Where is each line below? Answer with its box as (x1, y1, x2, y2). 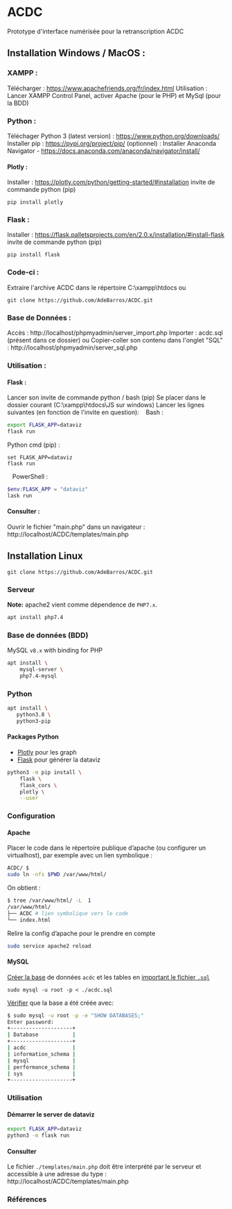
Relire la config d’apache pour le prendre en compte (7, 929, 156, 937)
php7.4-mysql (19, 672, 57, 680)
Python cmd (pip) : (7, 441, 60, 449)
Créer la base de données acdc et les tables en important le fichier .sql (7, 973, 210, 981)
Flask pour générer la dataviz (17, 755, 101, 764)
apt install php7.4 (7, 614, 64, 620)
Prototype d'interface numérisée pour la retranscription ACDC (7, 27, 184, 35)
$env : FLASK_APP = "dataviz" (7, 486, 89, 493)
